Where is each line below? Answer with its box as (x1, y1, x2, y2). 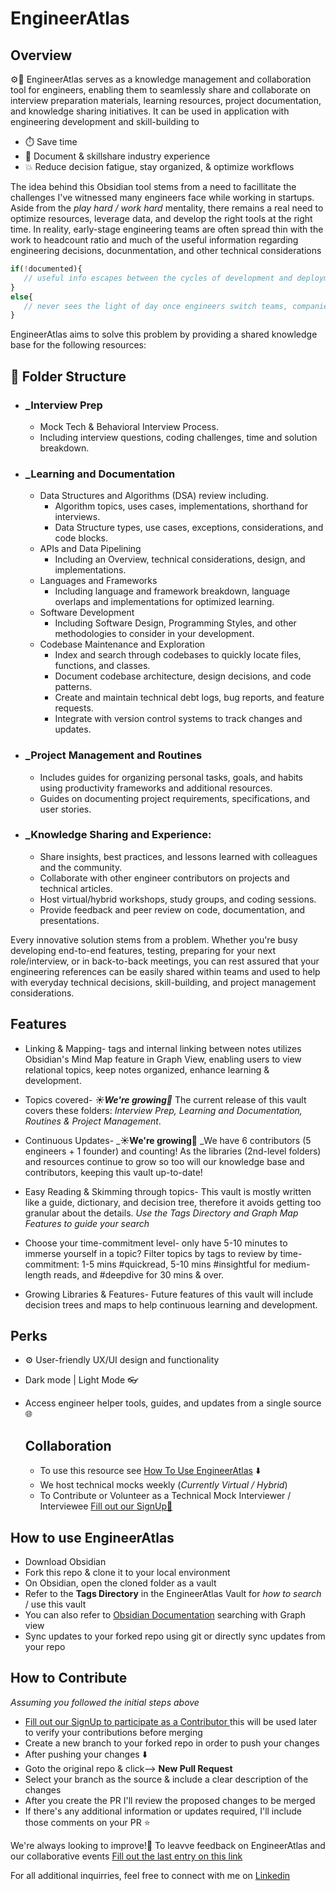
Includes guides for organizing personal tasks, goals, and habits (39, 771, 304, 783)
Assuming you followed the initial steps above (10, 1696, 200, 1708)
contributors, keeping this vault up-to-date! (24, 1166, 203, 1178)
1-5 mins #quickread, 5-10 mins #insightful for (81, 1258, 272, 1270)
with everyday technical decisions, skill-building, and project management (10, 976, 317, 988)
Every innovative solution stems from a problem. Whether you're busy (10, 933, 298, 946)
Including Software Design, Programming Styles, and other (54, 617, 297, 629)
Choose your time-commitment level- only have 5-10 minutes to (24, 1237, 288, 1249)
